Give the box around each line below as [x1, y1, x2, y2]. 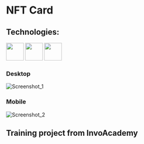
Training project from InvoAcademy [6, 128, 138, 138]
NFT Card [6, 4, 54, 17]
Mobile [6, 98, 26, 106]
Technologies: [6, 27, 60, 37]
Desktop [6, 69, 31, 78]
